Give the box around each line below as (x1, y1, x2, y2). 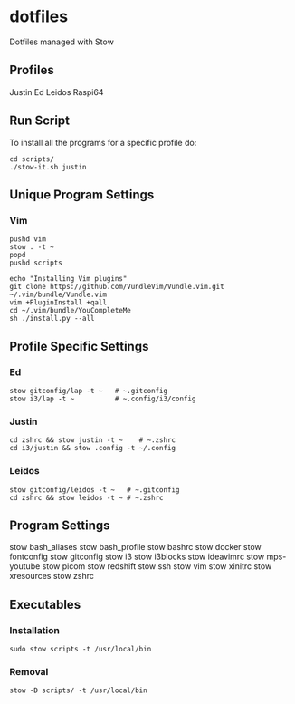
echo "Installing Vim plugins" (9, 275, 128, 284)
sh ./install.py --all (9, 314, 95, 323)
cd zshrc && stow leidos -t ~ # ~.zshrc (9, 493, 165, 502)
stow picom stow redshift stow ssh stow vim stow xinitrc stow (42, 561, 272, 572)
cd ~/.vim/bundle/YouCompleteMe (9, 306, 131, 315)
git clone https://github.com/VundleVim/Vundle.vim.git (9, 283, 224, 292)
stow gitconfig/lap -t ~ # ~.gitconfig (9, 386, 168, 395)
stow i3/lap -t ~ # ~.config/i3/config (9, 394, 196, 403)
